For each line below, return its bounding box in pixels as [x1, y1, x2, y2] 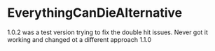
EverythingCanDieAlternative [7, 5, 183, 21]
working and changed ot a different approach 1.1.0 [7, 35, 152, 43]
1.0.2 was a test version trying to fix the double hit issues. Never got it [7, 28, 209, 36]
